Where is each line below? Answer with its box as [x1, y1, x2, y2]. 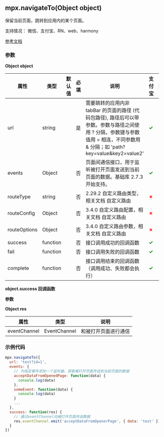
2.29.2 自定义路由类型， [85, 190, 142, 197]
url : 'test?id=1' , [9, 360, 47, 365]
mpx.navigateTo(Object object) [5, 4, 102, 12]
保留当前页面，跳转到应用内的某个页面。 [5, 17, 86, 23]
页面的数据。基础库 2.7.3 [85, 173, 143, 180]
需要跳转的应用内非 [85, 100, 130, 106]
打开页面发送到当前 [95, 166, 140, 173]
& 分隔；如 [85, 144, 110, 150]
